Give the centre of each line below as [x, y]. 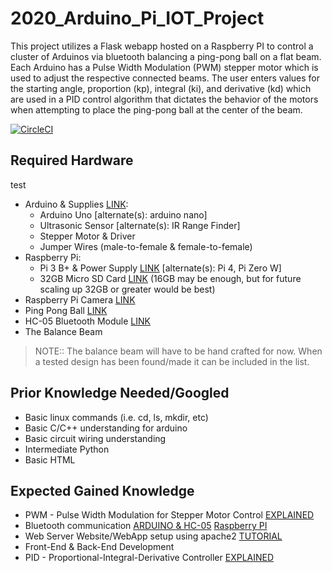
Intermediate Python [67, 449]
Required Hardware [72, 160]
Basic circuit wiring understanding [95, 438]
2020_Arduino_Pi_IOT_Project [137, 18]
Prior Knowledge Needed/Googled [120, 393]
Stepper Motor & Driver [87, 236]
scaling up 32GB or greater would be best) [127, 289]
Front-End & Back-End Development [99, 547]
